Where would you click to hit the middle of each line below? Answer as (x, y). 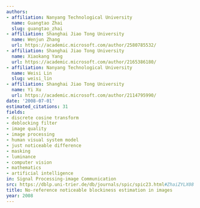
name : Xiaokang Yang (37, 56)
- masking (19, 151)
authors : (17, 12)
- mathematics (24, 168)
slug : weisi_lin (32, 79)
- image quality (26, 129)
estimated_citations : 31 (37, 106)
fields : (16, 112)
